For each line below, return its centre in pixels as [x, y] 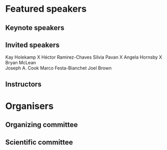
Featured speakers [46, 9]
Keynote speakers [35, 28]
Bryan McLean [21, 63]
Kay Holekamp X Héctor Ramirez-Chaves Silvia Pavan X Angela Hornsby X [84, 57]
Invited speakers [32, 45]
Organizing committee [42, 125]
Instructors [23, 84]
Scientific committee [39, 142]
